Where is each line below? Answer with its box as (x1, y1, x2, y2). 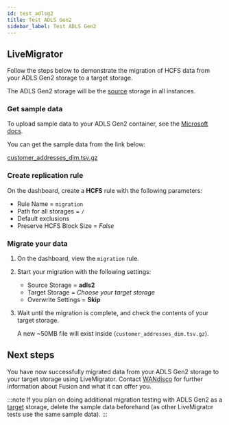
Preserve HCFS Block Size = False (16, 221, 114, 230)
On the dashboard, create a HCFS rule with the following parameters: (7, 186, 203, 194)
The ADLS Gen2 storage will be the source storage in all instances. (7, 87, 196, 95)
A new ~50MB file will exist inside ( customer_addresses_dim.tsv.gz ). (16, 330, 209, 338)
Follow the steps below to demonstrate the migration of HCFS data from (7, 67, 210, 75)
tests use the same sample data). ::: (7, 410, 108, 418)
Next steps (7, 349, 55, 361)
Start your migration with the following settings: (16, 268, 152, 276)
